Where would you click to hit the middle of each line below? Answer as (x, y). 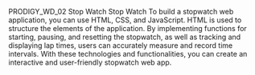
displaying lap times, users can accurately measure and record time (121, 45)
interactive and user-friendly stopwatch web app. (90, 62)
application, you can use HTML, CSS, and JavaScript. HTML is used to (125, 20)
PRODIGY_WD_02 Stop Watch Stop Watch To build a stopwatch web (121, 12)
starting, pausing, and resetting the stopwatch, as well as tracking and (125, 37)
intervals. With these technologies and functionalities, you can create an (128, 54)
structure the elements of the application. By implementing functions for (127, 28)
